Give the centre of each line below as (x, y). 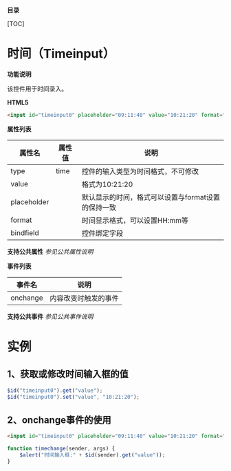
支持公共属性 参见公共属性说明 (50, 251)
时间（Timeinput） (61, 54)
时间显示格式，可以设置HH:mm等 (135, 220)
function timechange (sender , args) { (61, 449)
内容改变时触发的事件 (84, 298)
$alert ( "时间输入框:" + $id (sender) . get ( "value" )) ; (92, 455)
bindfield (25, 232)
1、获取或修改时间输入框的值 (68, 374)
